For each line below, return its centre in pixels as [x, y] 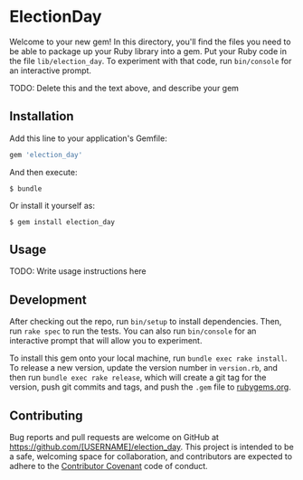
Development [48, 300]
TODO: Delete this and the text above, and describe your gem [124, 88]
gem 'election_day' [46, 155]
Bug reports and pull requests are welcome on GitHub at [114, 438]
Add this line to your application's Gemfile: [88, 138]
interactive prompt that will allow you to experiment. [106, 341]
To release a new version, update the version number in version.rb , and [144, 368]
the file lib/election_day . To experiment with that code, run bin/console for [151, 61]
